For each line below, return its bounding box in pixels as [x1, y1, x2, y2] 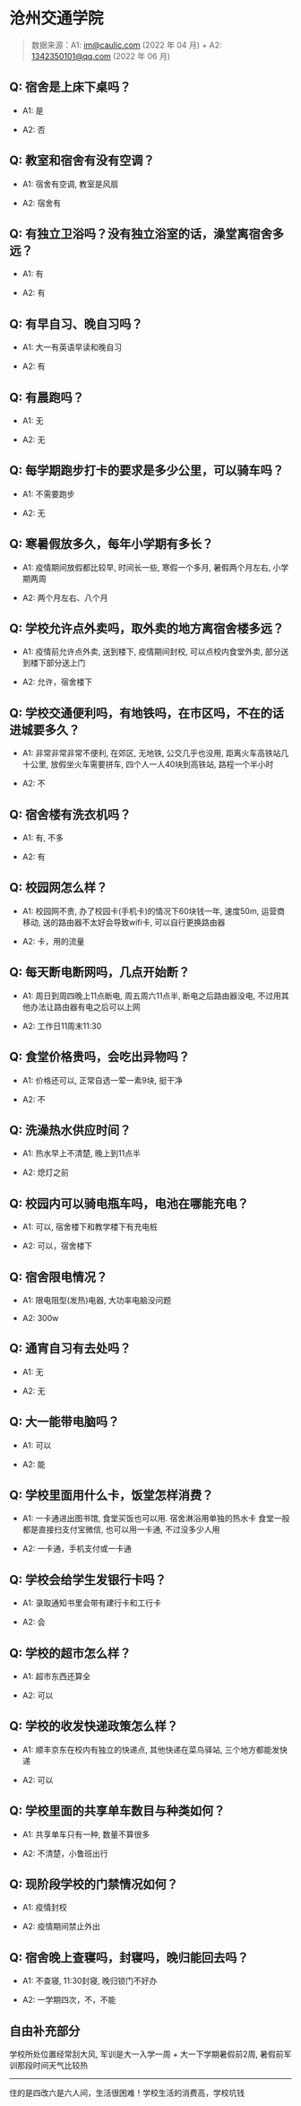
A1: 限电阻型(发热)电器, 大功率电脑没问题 [21, 1294, 172, 1305]
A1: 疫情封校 [21, 1902, 67, 1913]
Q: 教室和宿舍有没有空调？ [9, 153, 155, 169]
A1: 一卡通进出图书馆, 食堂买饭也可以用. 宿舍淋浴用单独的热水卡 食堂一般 [21, 1513, 290, 1524]
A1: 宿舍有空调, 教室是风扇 [21, 178, 119, 189]
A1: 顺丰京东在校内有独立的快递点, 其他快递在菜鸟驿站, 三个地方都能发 [21, 1744, 280, 1754]
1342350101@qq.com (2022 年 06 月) [30, 50, 171, 61]
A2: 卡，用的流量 [21, 936, 85, 946]
